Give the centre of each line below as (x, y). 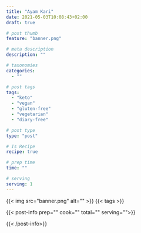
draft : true (21, 22)
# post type (21, 130)
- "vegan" (23, 104)
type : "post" (22, 136)
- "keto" (22, 98)
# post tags (21, 87)
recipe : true (22, 152)
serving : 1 (19, 184)
